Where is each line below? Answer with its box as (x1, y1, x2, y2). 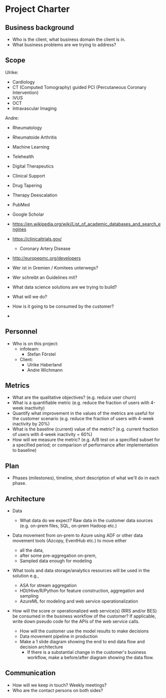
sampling (19, 593, 39, 599)
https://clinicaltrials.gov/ (12, 236, 62, 242)
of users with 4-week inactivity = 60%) (12, 432, 93, 437)
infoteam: (19, 346, 40, 351)
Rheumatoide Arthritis (12, 134, 57, 140)
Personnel (5, 327, 38, 336)
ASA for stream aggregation (19, 583, 77, 589)
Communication (5, 669, 56, 677)
